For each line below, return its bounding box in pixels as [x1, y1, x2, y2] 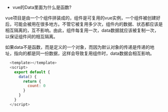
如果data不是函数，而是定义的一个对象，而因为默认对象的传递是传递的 [5, 44, 150, 50]
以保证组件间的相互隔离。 [5, 34, 58, 39]
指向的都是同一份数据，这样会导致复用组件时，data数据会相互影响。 [13, 50, 154, 56]
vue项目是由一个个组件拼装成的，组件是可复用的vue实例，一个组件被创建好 [5, 15, 161, 21]
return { [23, 79, 41, 84]
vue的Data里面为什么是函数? [12, 4, 71, 10]
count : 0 [27, 84, 46, 89]
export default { [14, 69, 50, 75]
